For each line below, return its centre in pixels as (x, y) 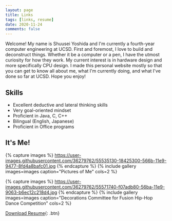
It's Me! (18, 143)
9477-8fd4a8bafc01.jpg (31, 166)
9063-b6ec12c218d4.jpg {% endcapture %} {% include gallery (72, 192)
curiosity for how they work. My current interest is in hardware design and (84, 60)
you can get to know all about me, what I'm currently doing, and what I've (83, 71)
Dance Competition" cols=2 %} (39, 203)
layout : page (19, 10)
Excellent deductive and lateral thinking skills (60, 105)
